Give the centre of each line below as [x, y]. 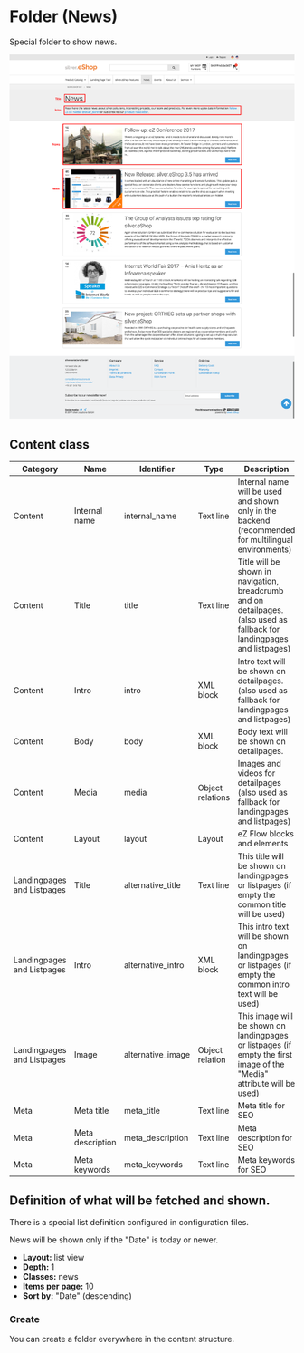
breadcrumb [261, 591]
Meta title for [261, 1106]
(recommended [266, 530]
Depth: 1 [38, 1267]
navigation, [258, 581]
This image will [266, 1016]
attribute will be [266, 1083]
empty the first [265, 1054]
